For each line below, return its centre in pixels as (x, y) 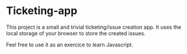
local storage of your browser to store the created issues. (76, 33)
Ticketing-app (42, 11)
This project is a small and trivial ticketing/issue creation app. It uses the (94, 27)
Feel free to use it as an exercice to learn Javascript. (70, 45)
